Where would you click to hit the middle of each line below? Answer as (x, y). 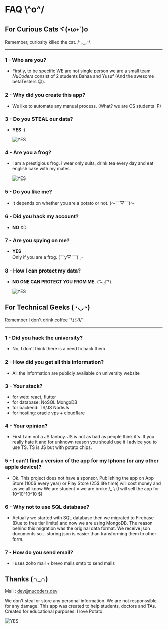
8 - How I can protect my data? (43, 271)
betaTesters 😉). (29, 82)
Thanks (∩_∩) (27, 579)
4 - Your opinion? (27, 426)
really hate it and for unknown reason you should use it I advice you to (85, 442)
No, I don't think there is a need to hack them (59, 349)
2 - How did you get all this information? (54, 362)
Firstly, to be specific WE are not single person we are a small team (81, 71)
